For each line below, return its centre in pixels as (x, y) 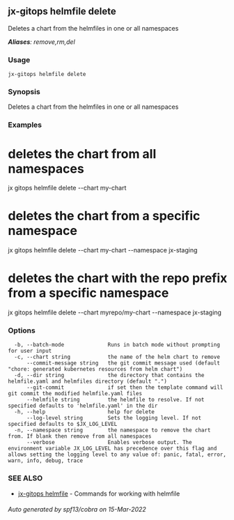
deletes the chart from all (82, 154)
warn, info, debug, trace (45, 461)
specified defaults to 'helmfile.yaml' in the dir (83, 406)
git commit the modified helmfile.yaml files (75, 394)
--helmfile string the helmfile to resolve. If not (115, 400)
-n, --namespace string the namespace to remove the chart (112, 430)
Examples (25, 125)
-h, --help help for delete (85, 412)
